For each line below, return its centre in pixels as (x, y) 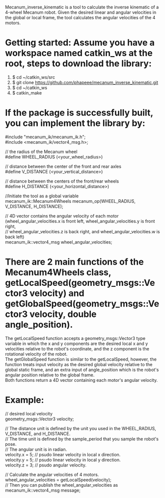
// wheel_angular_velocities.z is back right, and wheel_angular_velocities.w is (82, 231)
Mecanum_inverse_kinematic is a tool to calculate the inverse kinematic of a (82, 7)
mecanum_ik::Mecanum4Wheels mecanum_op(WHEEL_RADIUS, (70, 201)
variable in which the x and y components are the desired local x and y (77, 343)
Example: (25, 400)
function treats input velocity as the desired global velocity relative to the (79, 364)
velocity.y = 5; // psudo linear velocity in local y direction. (63, 460)
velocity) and (57, 294)
